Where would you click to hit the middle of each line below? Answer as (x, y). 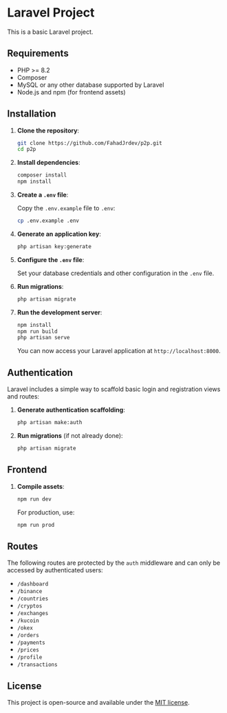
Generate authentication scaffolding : (71, 410)
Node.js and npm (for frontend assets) (71, 92)
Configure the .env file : (51, 259)
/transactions (37, 665)
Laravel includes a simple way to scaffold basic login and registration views (114, 389)
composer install (42, 175)
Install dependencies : (48, 163)
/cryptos (30, 606)
